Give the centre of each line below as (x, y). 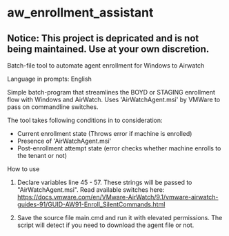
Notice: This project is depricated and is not (103, 38)
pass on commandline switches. (53, 107)
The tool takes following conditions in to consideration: (85, 120)
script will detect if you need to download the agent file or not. (106, 225)
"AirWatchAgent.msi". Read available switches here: (91, 190)
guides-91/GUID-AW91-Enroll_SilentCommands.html (91, 204)
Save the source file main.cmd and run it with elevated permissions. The (120, 218)
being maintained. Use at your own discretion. (108, 49)
